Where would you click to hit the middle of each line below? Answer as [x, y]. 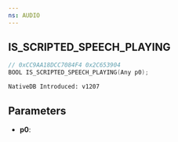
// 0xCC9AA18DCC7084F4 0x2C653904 [65, 65]
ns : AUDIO [24, 15]
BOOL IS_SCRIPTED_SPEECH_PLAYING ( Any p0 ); [78, 73]
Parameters [37, 111]
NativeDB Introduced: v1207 [54, 87]
